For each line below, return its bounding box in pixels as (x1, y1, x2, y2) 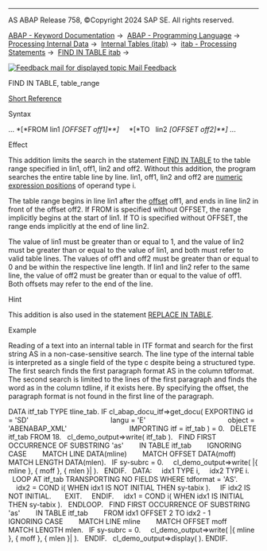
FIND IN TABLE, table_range (8, 79, 100, 87)
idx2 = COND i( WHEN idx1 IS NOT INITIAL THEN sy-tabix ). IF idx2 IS (15, 483, 251, 492)
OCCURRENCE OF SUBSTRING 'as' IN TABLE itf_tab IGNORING (8, 440, 242, 450)
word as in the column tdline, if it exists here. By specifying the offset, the (8, 383, 249, 392)
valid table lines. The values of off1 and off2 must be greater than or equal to (8, 254, 259, 263)
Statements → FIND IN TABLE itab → (8, 48, 130, 56)
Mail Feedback (128, 63, 177, 72)
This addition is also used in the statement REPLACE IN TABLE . (8, 310, 214, 319)
